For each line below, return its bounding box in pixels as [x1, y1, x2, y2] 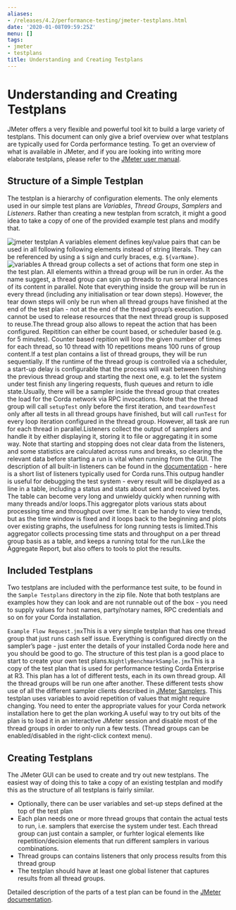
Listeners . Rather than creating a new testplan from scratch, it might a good [7, 208, 227, 217]
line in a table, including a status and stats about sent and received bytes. [7, 484, 221, 493]
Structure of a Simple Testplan [7, 175, 144, 187]
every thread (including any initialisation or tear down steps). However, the [7, 289, 223, 298]
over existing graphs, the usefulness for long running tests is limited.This [7, 522, 218, 530]
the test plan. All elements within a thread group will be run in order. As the [7, 267, 224, 275]
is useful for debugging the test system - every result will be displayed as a [7, 477, 225, 485]
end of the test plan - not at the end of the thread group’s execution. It [7, 304, 211, 313]
